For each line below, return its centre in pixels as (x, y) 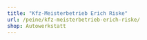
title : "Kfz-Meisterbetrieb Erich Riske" (68, 13)
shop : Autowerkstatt (37, 26)
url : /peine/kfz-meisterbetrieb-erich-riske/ (73, 20)
